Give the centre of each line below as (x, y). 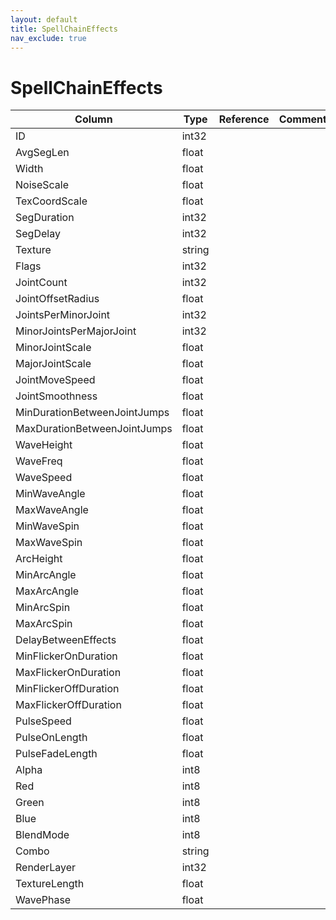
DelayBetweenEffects (66, 640)
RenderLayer (46, 868)
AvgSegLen (42, 153)
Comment (302, 119)
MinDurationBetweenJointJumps (92, 413)
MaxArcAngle (47, 591)
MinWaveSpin (47, 526)
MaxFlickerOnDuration (68, 673)
